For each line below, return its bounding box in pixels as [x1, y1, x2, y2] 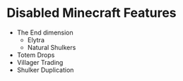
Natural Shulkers [27, 43, 76, 51]
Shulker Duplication [16, 66, 74, 74]
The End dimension [16, 28, 73, 37]
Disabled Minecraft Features [6, 5, 177, 21]
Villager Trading [16, 58, 64, 66]
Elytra [27, 35, 45, 44]
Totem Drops [16, 51, 55, 59]
